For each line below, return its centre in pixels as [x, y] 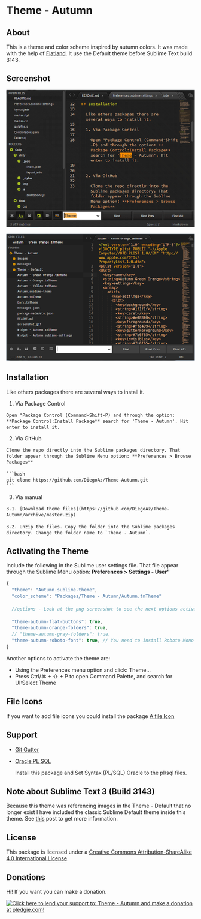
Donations [26, 877]
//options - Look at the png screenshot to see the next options [95, 609]
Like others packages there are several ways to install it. [75, 392]
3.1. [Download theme [33, 509]
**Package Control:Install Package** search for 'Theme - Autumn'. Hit [97, 421]
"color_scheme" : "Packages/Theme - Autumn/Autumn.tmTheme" [87, 597]
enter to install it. [33, 427]
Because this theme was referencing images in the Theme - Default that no [99, 806]
